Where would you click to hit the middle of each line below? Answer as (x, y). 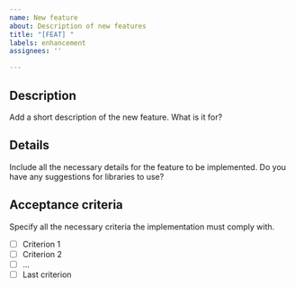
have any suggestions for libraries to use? (87, 176)
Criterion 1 (41, 244)
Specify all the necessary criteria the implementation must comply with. (142, 227)
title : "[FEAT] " (42, 34)
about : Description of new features (78, 26)
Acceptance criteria (66, 205)
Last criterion (47, 274)
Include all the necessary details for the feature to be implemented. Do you (147, 166)
